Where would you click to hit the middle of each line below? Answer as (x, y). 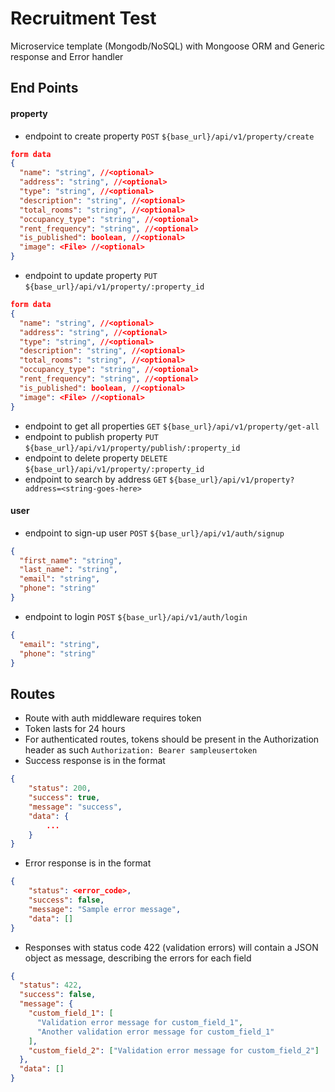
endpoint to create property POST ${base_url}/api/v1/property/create (169, 136)
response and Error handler (67, 56)
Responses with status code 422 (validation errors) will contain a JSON (171, 947)
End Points (44, 88)
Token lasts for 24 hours (75, 729)
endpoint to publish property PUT (91, 436)
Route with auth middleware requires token (113, 718)
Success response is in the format (95, 761)
